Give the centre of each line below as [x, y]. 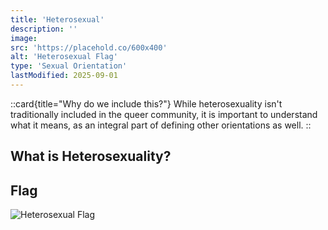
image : [24, 38]
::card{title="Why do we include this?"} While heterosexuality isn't [146, 103]
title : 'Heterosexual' [57, 19]
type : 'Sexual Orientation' [69, 66]
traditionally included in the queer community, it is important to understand [164, 114]
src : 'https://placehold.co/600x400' [89, 47]
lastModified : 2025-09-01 [64, 76]
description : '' [44, 29]
